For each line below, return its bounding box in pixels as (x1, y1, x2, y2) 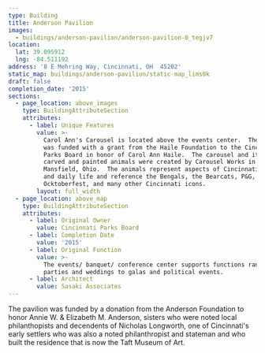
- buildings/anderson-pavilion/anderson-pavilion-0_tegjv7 (15, 33, 214, 42)
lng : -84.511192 (15, 56, 69, 64)
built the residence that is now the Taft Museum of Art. (8, 338, 185, 347)
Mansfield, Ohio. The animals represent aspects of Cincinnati (43, 165, 259, 173)
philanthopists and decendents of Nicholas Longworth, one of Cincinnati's (8, 321, 250, 330)
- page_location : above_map (15, 195, 108, 203)
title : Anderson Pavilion (8, 19, 93, 27)
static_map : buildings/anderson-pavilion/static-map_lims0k (8, 70, 211, 78)
